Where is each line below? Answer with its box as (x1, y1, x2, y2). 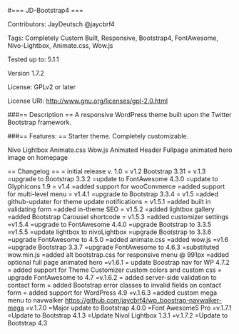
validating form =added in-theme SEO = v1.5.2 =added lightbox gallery (7, 205, 215, 213)
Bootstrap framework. (7, 118, 72, 126)
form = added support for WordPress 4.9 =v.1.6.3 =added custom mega (7, 288, 218, 297)
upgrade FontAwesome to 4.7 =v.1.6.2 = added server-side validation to (7, 273, 217, 281)
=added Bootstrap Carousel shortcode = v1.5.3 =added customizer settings (7, 213, 229, 221)
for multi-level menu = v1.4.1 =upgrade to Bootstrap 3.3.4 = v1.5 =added (7, 190, 219, 198)
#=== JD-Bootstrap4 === (7, 6, 83, 14)
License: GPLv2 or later (7, 83, 76, 91)
